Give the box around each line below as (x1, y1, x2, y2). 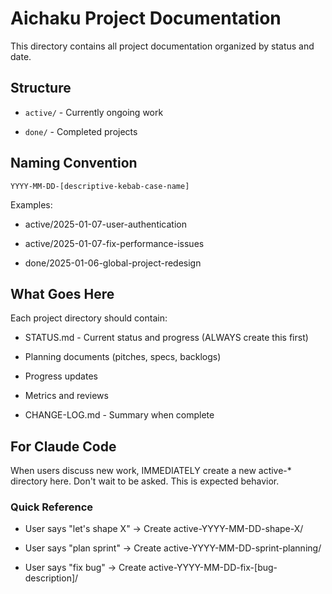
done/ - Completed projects (24, 125, 138, 137)
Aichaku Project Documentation (10, 7, 282, 30)
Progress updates (24, 370, 98, 382)
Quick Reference (10, 500, 94, 514)
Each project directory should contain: (10, 312, 168, 324)
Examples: (10, 198, 53, 211)
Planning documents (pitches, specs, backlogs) (24, 351, 222, 363)
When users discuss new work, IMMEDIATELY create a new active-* (10, 465, 292, 477)
